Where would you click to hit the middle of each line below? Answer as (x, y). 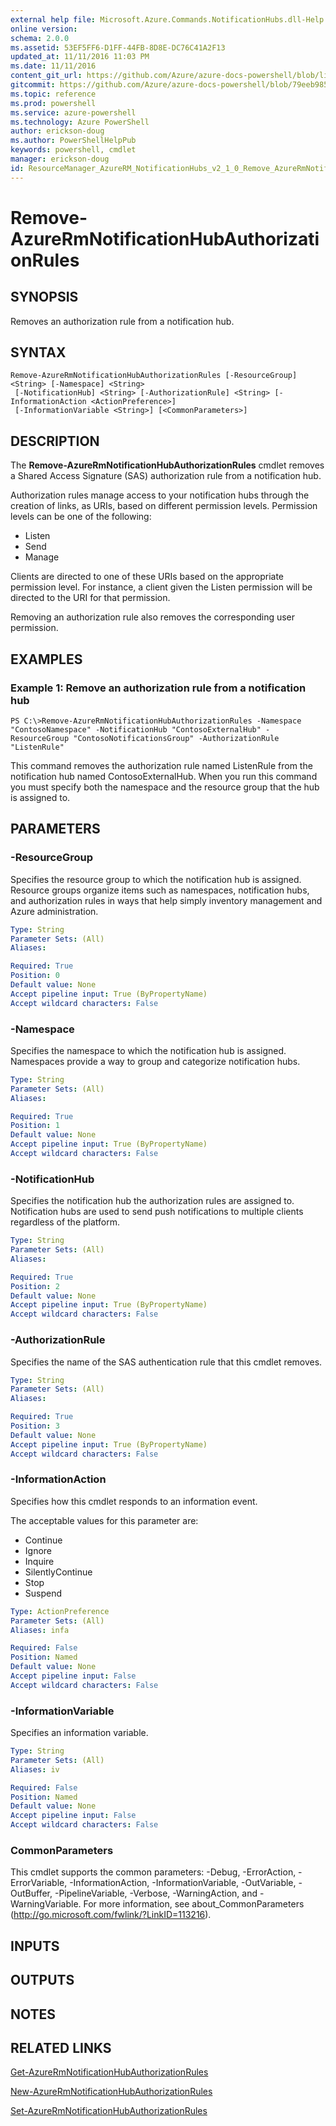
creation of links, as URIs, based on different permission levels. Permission (164, 506)
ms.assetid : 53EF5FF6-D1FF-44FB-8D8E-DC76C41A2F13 (118, 47)
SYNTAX (38, 352)
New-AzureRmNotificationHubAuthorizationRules (111, 2092)
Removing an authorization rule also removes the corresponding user (153, 617)
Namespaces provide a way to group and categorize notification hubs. (155, 1061)
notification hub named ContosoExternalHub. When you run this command (164, 776)
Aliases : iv (35, 1769)
